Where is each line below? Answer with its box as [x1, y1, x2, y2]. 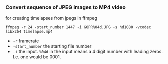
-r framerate [12, 38, 39, 44]
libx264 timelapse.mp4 [5, 29, 53, 34]
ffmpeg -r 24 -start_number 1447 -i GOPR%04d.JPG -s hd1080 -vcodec [5, 25, 151, 30]
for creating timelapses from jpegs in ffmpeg [5, 15, 98, 21]
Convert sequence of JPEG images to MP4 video [5, 4, 126, 11]
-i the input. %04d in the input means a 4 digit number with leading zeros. [12, 49, 163, 55]
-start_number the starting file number [12, 43, 92, 49]
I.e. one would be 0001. [12, 54, 61, 60]
